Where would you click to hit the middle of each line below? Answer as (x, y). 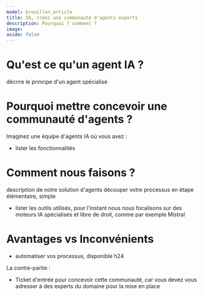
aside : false (23, 35)
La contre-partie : (28, 268)
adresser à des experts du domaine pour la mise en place (87, 286)
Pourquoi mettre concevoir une (87, 106)
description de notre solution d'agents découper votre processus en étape (100, 189)
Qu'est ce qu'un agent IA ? (75, 65)
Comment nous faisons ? (71, 173)
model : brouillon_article (39, 12)
